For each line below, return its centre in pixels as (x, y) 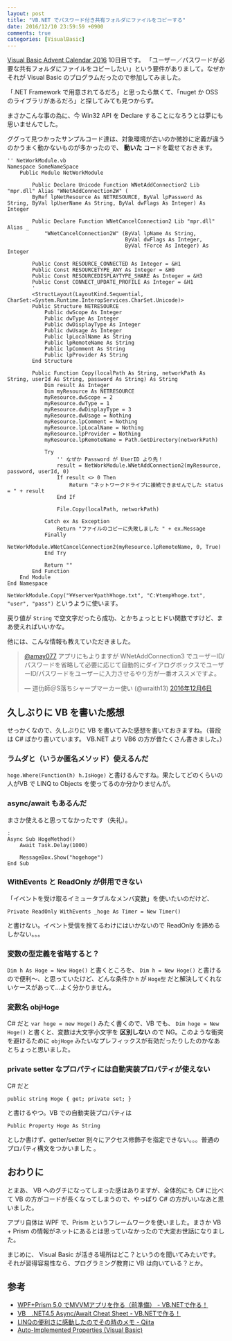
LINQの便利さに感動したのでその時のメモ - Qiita (86, 1322)
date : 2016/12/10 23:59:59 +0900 (55, 26)
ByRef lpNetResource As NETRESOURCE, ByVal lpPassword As (117, 197)
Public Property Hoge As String (54, 1126)
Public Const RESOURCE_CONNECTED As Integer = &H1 (107, 264)
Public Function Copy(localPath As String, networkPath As (119, 373)
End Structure (52, 361)
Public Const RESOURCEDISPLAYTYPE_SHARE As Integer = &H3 (117, 276)
